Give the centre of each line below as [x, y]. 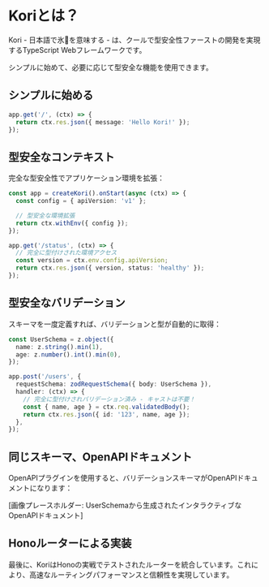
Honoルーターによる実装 [70, 544]
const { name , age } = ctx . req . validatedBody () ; [107, 407]
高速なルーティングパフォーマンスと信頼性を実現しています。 [132, 574]
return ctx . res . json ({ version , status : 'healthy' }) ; [110, 268]
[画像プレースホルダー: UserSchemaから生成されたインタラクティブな [125, 505]
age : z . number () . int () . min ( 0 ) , [68, 354]
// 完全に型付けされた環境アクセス [66, 253]
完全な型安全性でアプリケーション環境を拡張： [86, 178]
